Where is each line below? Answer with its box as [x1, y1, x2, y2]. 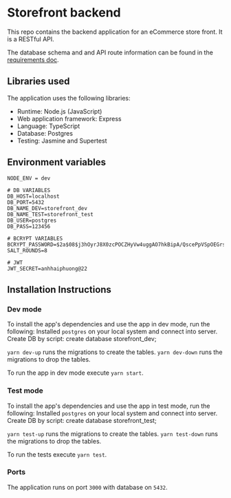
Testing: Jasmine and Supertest [16, 136, 108, 145]
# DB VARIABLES [7, 187, 51, 194]
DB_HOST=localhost [7, 193, 60, 200]
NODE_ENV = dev [7, 174, 51, 182]
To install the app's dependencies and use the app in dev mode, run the [7, 320, 210, 329]
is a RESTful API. [7, 34, 55, 43]
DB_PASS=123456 [7, 222, 51, 230]
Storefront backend [7, 5, 122, 21]
